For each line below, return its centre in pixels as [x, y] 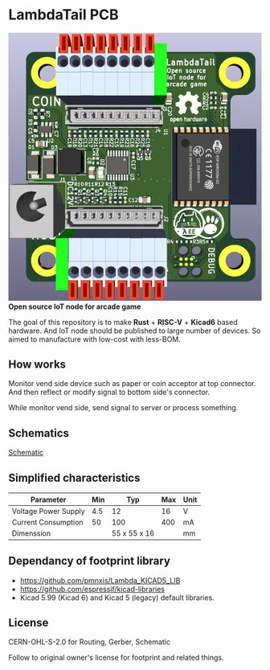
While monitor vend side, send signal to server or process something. [123, 408]
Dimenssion [31, 533]
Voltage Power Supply [49, 511]
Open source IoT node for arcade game [75, 306]
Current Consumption [47, 522]
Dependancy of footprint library [90, 561]
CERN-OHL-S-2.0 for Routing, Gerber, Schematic [90, 642]
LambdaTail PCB [63, 15]
